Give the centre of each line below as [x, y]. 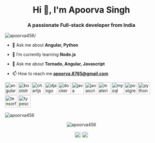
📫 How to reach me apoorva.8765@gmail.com [60, 74]
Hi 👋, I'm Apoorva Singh [81, 10]
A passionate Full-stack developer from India [81, 25]
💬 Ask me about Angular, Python [45, 45]
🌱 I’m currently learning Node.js [44, 54]
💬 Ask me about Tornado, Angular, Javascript [58, 64]
